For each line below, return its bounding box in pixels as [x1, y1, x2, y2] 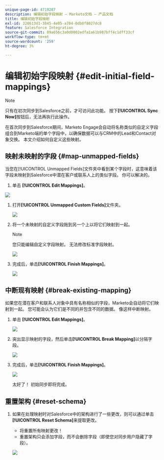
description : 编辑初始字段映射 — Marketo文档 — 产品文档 [5, 12, 114, 17]
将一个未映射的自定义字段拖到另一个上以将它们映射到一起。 [12, 221, 133, 228]
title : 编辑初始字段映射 [5, 16, 50, 21]
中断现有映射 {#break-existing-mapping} [5, 286, 132, 294]
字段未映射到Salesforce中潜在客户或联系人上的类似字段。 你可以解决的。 [5, 172, 153, 178]
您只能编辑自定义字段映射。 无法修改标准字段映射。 [12, 242, 117, 247]
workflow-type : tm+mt [5, 35, 49, 40]
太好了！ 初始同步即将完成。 [12, 382, 70, 387]
